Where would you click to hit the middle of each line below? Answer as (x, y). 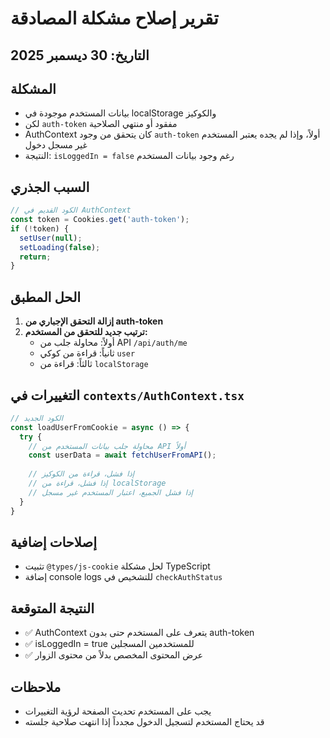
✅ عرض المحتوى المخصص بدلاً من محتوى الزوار (114, 655)
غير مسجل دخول (56, 145)
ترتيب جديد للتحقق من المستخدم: (86, 332)
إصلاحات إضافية (54, 542)
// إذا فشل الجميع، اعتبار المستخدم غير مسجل (110, 492)
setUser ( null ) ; (51, 238)
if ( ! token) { (40, 228)
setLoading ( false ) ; (60, 247)
